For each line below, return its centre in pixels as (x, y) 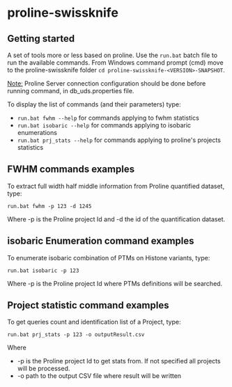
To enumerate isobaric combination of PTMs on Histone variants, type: (109, 258)
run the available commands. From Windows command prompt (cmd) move (116, 63)
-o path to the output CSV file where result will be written (99, 376)
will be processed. (44, 369)
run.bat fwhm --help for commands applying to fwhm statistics (108, 118)
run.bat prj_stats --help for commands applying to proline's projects (119, 140)
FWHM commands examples (71, 169)
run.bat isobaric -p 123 (43, 270)
